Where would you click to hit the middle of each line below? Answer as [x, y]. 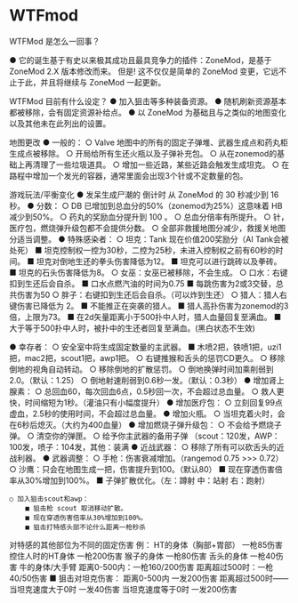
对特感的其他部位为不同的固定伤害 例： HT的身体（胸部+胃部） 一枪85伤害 [146, 544]
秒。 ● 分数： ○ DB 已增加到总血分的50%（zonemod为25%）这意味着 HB [146, 205]
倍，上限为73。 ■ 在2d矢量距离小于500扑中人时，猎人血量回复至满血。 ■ [145, 317]
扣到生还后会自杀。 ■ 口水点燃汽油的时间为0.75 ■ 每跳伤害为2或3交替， [142, 283]
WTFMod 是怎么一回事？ [55, 41]
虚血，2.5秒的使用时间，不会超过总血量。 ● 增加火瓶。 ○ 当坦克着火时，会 [148, 414]
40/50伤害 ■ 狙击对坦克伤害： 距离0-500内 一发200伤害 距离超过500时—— [149, 578]
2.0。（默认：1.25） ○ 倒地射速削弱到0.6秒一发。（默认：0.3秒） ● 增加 [139, 380]
